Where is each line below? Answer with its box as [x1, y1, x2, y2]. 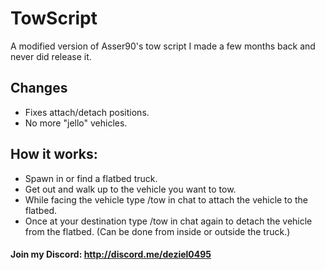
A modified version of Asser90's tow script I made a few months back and [10, 40, 316, 52]
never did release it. [10, 50, 92, 62]
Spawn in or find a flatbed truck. [24, 172, 158, 184]
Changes [10, 80, 68, 97]
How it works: [10, 146, 98, 163]
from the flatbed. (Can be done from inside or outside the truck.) [24, 225, 291, 237]
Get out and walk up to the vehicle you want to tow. [24, 183, 237, 195]
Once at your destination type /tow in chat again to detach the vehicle [24, 215, 313, 227]
